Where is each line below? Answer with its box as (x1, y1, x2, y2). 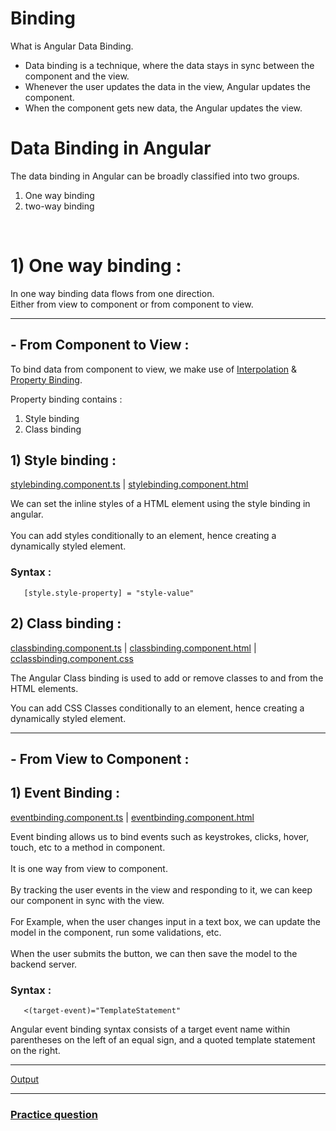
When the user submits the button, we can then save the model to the (10, 947, 298, 959)
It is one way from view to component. (10, 862, 168, 874)
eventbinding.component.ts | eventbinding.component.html (10, 811, 255, 823)
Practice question (10, 1107, 98, 1121)
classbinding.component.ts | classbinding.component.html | (10, 642, 257, 654)
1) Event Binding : (10, 785, 121, 802)
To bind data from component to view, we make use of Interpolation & (10, 363, 298, 375)
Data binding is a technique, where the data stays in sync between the (24, 59, 315, 71)
